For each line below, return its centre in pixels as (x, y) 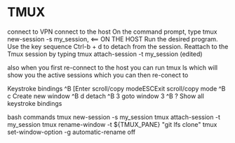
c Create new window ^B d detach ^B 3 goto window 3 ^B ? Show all (106, 96)
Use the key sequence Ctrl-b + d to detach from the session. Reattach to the (118, 46)
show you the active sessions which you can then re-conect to (98, 75)
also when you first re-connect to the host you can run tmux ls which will (113, 67)
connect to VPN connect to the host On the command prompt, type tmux (112, 32)
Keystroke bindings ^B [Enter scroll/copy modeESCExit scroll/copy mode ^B (116, 88)
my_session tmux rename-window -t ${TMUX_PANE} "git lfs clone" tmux (112, 124)
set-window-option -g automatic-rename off (71, 132)
